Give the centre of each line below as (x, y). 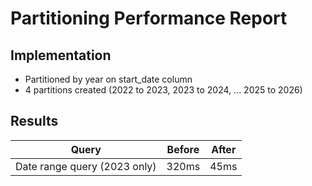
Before (183, 149)
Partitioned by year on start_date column (108, 79)
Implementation (61, 55)
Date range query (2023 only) (86, 166)
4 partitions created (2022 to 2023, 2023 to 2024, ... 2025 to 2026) (163, 90)
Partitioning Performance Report (149, 18)
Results (34, 121)
